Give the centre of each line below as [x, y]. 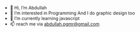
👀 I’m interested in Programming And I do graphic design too [73, 13]
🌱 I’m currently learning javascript [45, 18]
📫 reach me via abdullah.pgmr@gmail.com [55, 24]
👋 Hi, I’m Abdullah [28, 8]
